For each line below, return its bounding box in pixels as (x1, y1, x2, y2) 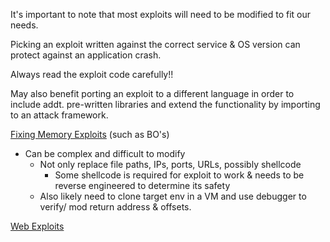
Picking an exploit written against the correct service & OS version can (10, 39, 301, 50)
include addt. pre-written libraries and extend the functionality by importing (10, 99, 321, 110)
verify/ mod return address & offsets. (39, 201, 192, 213)
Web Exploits (10, 220, 65, 232)
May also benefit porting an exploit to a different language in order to (10, 88, 295, 99)
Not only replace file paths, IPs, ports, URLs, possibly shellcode (39, 159, 302, 170)
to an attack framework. (10, 109, 109, 121)
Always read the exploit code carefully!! (10, 69, 174, 80)
